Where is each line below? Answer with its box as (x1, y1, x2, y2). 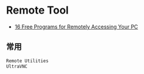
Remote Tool (6, 4, 69, 17)
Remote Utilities (6, 57, 49, 64)
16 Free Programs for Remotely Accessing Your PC (14, 23, 139, 30)
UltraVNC (6, 63, 28, 69)
